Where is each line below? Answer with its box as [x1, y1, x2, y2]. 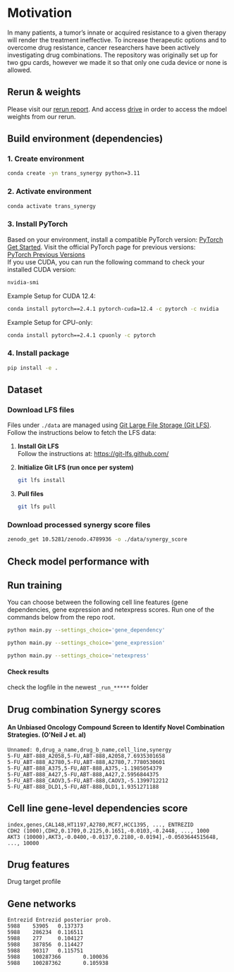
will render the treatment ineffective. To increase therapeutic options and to [7, 35, 227, 44]
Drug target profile [7, 878, 61, 886]
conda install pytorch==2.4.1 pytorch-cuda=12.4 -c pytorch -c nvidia [7, 305, 219, 312]
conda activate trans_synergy [7, 202, 97, 209]
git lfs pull [17, 503, 56, 510]
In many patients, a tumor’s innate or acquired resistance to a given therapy [7, 28, 227, 37]
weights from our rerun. [7, 112, 76, 121]
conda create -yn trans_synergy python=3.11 [7, 170, 140, 177]
